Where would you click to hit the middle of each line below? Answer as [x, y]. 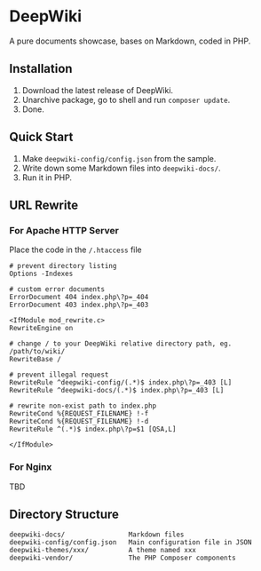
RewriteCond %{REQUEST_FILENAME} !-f [79, 414]
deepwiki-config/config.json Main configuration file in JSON [130, 543]
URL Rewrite [43, 205]
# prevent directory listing [63, 266]
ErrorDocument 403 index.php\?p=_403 [79, 305]
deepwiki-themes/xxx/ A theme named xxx [103, 551]
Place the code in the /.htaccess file [75, 250]
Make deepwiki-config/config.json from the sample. [119, 158]
